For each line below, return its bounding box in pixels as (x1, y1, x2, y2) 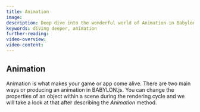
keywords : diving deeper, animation (6, 25, 97, 32)
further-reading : (6, 31, 49, 37)
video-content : (6, 42, 44, 48)
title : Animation (6, 8, 49, 15)
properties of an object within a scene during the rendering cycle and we (6, 92, 185, 99)
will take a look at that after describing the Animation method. (6, 99, 157, 106)
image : (6, 14, 23, 20)
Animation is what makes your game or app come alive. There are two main (6, 80, 191, 87)
